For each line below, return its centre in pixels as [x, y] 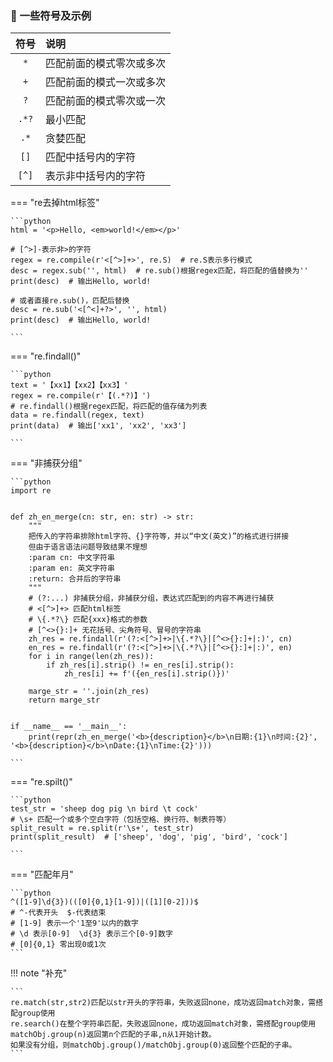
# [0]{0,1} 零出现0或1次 [58, 945]
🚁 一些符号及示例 [51, 15]
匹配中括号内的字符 [91, 157]
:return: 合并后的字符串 [75, 579]
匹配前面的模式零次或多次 [106, 64]
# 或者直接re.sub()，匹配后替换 [70, 301]
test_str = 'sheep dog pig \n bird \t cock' [104, 809]
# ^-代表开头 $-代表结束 [58, 913]
